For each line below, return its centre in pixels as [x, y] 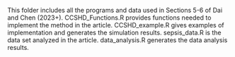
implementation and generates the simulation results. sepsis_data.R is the [114, 32]
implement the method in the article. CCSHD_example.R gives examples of [116, 25]
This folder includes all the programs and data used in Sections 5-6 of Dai [115, 10]
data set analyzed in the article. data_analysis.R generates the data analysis [117, 40]
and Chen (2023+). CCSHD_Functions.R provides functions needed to [109, 18]
